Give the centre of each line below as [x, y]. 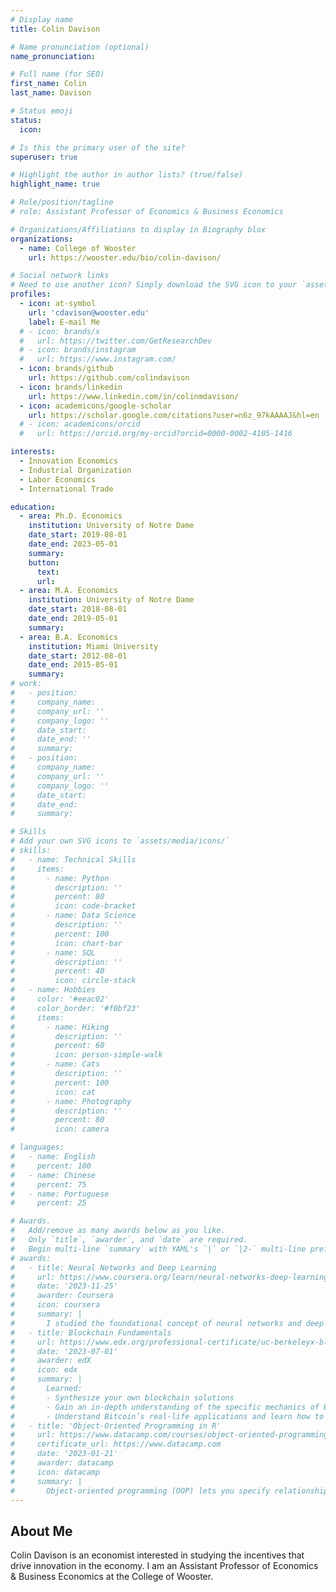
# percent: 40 [57, 971]
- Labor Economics [58, 479]
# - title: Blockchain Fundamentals [91, 1332]
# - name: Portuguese [60, 1194]
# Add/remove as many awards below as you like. [118, 1231]
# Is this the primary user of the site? [98, 147]
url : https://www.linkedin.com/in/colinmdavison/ [134, 396]
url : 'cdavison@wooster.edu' [89, 312]
